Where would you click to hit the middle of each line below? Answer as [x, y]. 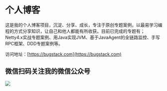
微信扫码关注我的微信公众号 [48, 71]
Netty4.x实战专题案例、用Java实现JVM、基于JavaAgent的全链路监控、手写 [83, 37]
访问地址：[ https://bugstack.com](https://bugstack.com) [63, 54]
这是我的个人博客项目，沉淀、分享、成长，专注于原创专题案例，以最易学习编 [84, 25]
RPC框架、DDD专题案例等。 [34, 43]
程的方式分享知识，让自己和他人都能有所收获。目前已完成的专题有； [75, 31]
